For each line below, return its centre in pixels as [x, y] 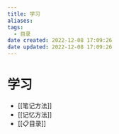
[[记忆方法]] [35, 114]
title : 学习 [24, 14]
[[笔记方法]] [35, 105]
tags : [15, 27]
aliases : [20, 21]
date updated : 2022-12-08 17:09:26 [60, 47]
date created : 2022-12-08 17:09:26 [60, 41]
